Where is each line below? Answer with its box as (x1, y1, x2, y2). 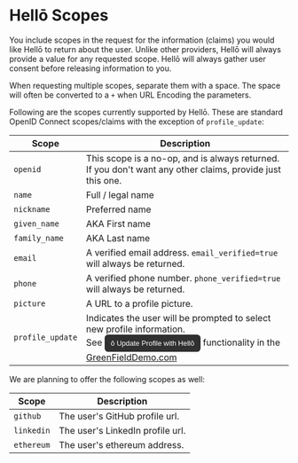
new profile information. (85, 323, 186, 335)
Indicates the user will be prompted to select (85, 311, 271, 324)
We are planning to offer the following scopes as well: (9, 373, 206, 384)
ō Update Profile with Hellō (110, 338, 195, 348)
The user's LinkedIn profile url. (59, 424, 186, 436)
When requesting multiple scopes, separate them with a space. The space (9, 80, 281, 90)
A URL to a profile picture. (85, 297, 193, 310)
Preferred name (85, 203, 152, 216)
